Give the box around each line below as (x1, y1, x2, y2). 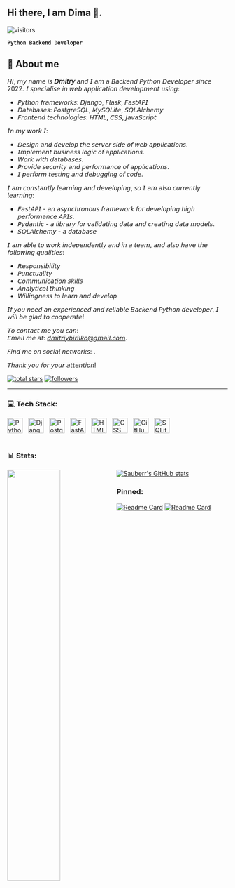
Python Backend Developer (7, 39, 83, 46)
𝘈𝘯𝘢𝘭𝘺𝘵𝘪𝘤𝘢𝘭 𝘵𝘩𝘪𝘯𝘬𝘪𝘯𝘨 (17, 284, 75, 292)
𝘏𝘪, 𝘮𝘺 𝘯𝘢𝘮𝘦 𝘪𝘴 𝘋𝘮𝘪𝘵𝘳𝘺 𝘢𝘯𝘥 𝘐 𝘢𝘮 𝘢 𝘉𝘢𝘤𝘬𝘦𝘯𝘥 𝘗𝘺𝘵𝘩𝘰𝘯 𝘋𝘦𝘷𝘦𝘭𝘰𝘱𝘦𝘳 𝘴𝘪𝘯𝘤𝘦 (7, 77, 212, 85)
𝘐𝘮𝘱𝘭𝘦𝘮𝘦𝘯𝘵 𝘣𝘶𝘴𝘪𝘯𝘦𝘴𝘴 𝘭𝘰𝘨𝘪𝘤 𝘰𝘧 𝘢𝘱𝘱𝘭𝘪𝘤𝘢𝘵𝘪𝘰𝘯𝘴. (17, 147, 145, 156)
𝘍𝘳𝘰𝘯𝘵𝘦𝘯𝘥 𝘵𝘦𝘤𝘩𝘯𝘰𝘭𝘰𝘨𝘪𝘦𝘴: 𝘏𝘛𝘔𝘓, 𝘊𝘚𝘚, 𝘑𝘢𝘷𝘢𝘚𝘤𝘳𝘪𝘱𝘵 (17, 113, 157, 121)
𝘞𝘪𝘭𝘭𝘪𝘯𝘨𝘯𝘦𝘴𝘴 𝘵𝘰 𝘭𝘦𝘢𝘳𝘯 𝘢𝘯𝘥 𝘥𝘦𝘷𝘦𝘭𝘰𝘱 (17, 291, 117, 300)
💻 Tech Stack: (7, 399, 58, 409)
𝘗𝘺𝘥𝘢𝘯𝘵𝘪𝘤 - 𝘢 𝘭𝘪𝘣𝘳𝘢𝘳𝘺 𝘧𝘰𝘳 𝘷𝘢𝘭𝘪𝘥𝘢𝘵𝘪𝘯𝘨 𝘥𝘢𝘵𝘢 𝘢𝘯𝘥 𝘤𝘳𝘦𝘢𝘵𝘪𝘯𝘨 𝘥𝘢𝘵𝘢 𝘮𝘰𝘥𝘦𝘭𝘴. (17, 219, 215, 228)
